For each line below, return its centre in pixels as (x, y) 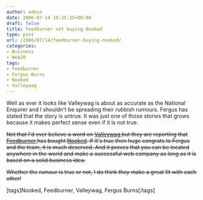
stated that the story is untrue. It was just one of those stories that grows (98, 116)
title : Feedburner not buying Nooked (54, 29)
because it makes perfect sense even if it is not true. (72, 122)
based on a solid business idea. (46, 160)
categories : (21, 46)
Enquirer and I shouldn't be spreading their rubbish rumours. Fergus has (97, 109)
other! (14, 178)
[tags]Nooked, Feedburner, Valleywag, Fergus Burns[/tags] (81, 190)
